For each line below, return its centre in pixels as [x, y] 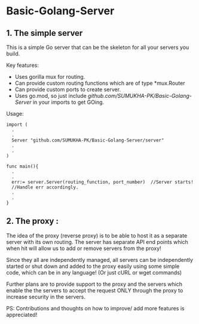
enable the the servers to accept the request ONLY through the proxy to [95, 290]
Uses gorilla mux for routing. [50, 77]
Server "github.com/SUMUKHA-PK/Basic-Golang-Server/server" [88, 140]
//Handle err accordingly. [45, 187]
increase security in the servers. [46, 297]
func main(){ [22, 166]
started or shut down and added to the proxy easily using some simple [93, 266]
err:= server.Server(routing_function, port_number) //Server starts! [103, 182]
